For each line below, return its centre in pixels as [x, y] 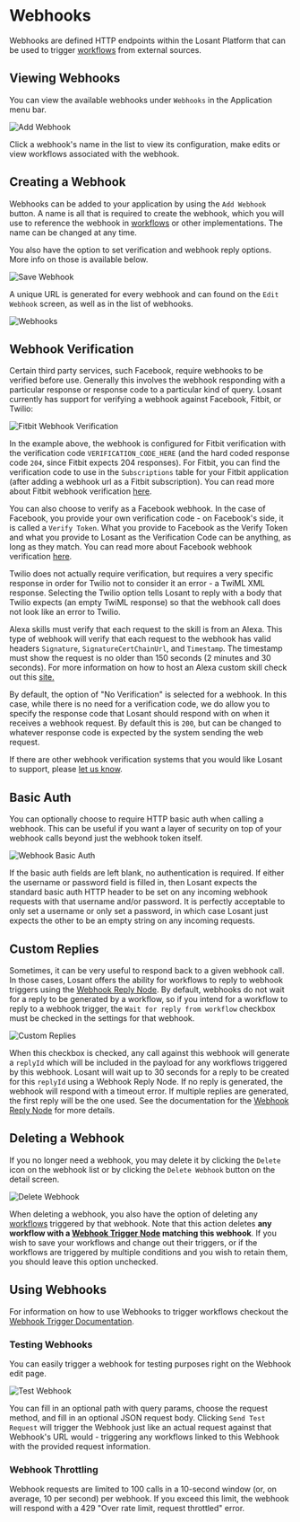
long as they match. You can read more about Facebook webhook [131, 547]
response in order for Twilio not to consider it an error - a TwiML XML [137, 584]
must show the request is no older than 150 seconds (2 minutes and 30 [140, 658]
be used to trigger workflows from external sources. [105, 49]
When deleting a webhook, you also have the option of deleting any [133, 1214]
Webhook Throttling [54, 1469]
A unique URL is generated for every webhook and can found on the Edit [144, 294]
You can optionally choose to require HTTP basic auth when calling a [137, 819]
